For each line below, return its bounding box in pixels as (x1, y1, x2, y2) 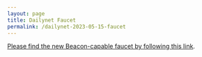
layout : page (7, 10, 45, 17)
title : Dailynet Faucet (7, 17, 77, 24)
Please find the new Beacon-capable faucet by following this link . (7, 42, 195, 51)
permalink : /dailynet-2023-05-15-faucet (7, 23, 127, 30)
